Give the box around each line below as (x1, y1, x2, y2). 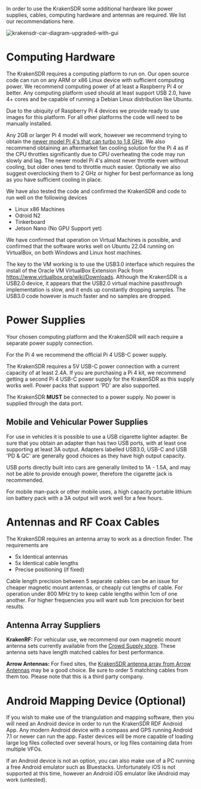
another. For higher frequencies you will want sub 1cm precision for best (6, 596, 184, 603)
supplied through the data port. (6, 399, 83, 406)
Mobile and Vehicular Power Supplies (6, 417, 148, 427)
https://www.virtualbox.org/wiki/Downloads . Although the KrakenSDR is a (6, 273, 187, 280)
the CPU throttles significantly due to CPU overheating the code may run (6, 150, 185, 157)
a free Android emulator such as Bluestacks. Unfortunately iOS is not (6, 763, 176, 771)
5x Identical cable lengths (14, 559, 79, 566)
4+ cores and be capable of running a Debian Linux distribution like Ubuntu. (6, 95, 193, 102)
